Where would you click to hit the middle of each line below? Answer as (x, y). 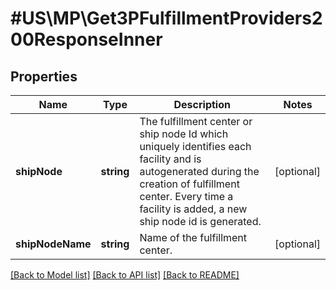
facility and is (170, 159)
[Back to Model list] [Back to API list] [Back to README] (125, 275)
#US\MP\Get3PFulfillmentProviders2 (166, 18)
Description (202, 104)
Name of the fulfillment (193, 237)
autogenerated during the (199, 171)
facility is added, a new (193, 209)
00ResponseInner (86, 39)
